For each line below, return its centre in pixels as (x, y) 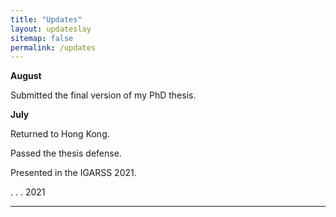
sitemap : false (42, 38)
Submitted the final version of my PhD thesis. (103, 95)
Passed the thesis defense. (66, 153)
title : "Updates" (46, 19)
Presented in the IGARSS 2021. (73, 173)
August (26, 76)
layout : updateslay (51, 29)
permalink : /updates (53, 47)
